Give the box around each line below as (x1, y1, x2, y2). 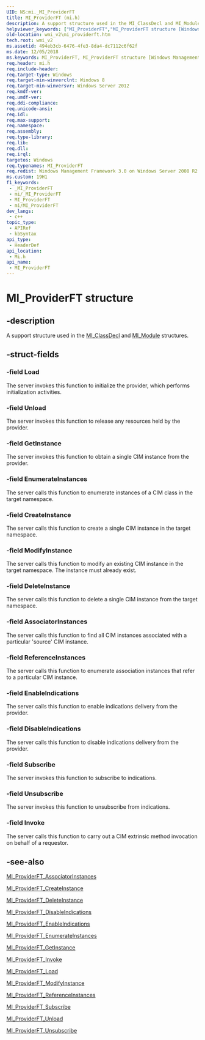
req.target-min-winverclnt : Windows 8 (6, 77, 105, 83)
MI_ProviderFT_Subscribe (6, 1003, 71, 1011)
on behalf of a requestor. (6, 839, 69, 846)
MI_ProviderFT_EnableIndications (6, 920, 90, 927)
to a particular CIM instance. (6, 674, 77, 681)
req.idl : (6, 111, 29, 117)
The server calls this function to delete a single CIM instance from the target (6, 596, 198, 603)
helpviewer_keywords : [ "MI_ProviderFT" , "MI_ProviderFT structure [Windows (6, 26, 201, 32)
